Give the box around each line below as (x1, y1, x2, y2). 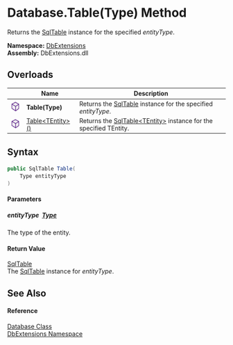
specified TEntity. (79, 124, 130, 132)
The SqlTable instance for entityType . (7, 267, 114, 275)
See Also (7, 287, 46, 299)
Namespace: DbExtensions (7, 41, 86, 49)
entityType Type (7, 211, 57, 219)
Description (134, 89, 169, 98)
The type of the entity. (7, 228, 71, 237)
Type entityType (19, 172, 67, 179)
